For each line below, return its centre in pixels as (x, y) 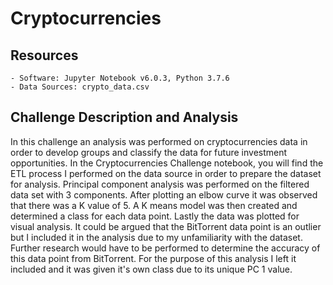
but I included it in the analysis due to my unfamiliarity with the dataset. (156, 237)
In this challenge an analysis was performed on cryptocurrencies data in (159, 141)
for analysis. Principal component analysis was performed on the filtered (160, 184)
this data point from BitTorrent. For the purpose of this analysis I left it (153, 258)
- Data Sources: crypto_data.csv (80, 87)
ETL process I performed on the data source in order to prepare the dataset (166, 173)
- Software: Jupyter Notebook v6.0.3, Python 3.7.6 (120, 78)
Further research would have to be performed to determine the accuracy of (165, 248)
